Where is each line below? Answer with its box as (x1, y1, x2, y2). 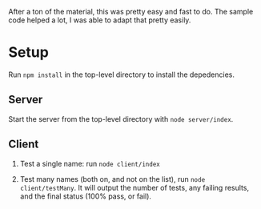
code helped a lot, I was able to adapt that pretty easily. (8, 15, 191, 25)
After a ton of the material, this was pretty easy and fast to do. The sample (8, 7, 254, 16)
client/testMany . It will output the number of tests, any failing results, (19, 183, 250, 192)
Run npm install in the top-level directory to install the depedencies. (8, 70, 235, 79)
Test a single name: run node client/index (19, 159, 160, 168)
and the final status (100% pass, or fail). (19, 191, 152, 201)
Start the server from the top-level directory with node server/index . (8, 114, 234, 123)
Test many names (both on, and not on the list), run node (19, 174, 206, 183)
